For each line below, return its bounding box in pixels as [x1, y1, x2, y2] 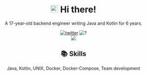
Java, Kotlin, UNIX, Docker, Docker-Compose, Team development [7, 65, 140, 71]
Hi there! [60, 4, 97, 15]
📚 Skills [61, 50, 86, 58]
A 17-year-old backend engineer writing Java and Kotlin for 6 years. [4, 20, 143, 26]
